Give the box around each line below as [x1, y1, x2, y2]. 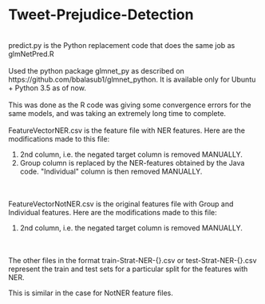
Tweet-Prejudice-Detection [8, 6, 194, 24]
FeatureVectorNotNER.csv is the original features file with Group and [8, 198, 234, 209]
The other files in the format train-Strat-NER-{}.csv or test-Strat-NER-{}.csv [8, 255, 257, 265]
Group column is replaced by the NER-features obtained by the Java [19, 158, 245, 167]
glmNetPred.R [8, 49, 54, 58]
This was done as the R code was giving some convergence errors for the [8, 100, 251, 110]
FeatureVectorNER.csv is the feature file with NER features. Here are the [8, 126, 246, 135]
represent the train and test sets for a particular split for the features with [8, 264, 248, 274]
